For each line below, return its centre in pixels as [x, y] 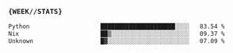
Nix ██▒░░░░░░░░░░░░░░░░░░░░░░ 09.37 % [116, 34]
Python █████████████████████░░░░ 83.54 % [116, 26]
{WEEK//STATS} [35, 11]
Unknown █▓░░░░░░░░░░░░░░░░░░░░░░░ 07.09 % [116, 41]
